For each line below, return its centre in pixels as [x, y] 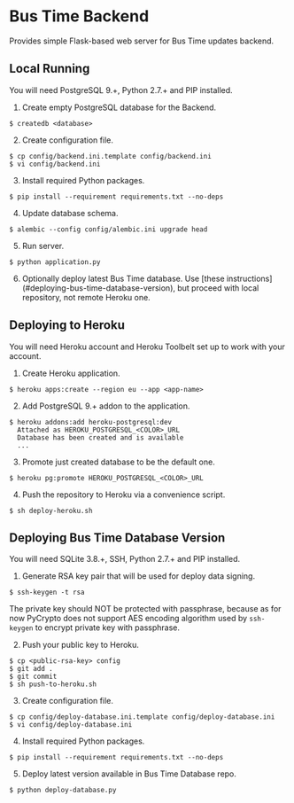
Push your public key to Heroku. [81, 645]
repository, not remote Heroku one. [86, 297]
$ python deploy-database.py [63, 791]
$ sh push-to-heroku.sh [53, 684]
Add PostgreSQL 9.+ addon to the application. [106, 406]
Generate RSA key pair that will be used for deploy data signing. [138, 576]
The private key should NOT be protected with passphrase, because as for [145, 609]
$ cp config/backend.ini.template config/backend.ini [111, 156]
